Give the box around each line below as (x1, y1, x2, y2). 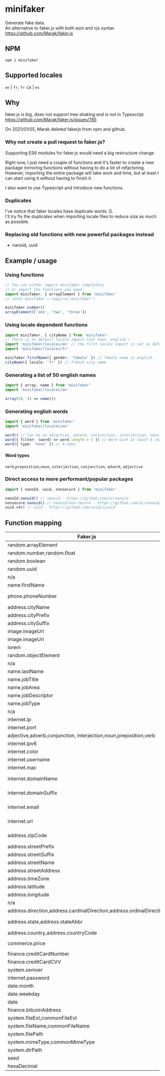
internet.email (7, 804, 39, 811)
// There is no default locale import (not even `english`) (5, 337, 131, 342)
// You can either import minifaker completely (5, 282, 105, 287)
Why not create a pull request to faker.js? (5, 139, 106, 146)
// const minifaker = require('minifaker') (5, 296, 96, 301)
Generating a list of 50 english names (5, 371, 96, 378)
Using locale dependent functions (5, 322, 88, 329)
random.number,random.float (7, 550, 76, 557)
